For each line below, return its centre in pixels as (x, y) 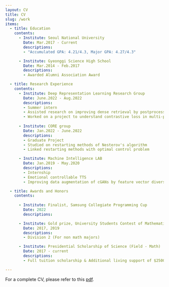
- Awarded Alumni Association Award (62, 75)
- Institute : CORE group (45, 126)
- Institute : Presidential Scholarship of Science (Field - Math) (90, 247)
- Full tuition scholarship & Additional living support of (88, 260)
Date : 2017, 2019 (41, 228)
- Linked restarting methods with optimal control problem (87, 150)
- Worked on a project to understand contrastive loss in (85, 117)
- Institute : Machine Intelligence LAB (60, 159)
